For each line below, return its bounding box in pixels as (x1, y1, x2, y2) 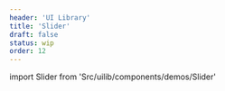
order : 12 (9, 47, 47, 56)
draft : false (9, 30, 59, 39)
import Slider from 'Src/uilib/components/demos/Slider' (9, 71, 217, 82)
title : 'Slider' (9, 22, 70, 31)
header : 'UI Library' (9, 13, 91, 23)
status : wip (9, 38, 54, 48)
